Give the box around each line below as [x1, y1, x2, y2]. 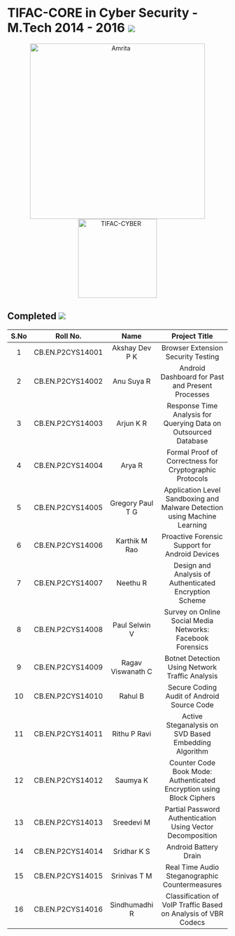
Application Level [164, 485, 221, 495]
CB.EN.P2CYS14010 [34, 691, 104, 701]
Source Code [170, 700, 215, 709]
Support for [173, 540, 211, 550]
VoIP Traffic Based [162, 900, 223, 909]
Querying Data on [163, 418, 222, 428]
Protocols [176, 474, 208, 483]
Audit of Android [165, 691, 220, 701]
